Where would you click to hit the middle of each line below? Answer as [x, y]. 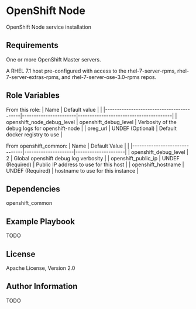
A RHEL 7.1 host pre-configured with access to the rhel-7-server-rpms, [91, 71]
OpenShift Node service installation [49, 27]
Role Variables [33, 96]
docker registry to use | [34, 134]
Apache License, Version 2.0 [41, 268]
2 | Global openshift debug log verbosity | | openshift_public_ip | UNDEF [93, 158]
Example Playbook [40, 222]
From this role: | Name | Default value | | [54, 109]
